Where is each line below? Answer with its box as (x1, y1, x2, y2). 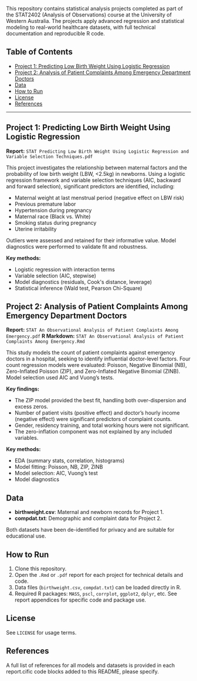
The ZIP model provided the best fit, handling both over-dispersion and (14, 397, 186, 404)
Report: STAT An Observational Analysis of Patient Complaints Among (6, 326, 179, 333)
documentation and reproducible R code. (6, 30, 106, 37)
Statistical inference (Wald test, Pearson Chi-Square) (14, 285, 142, 292)
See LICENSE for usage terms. (6, 629, 77, 636)
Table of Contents (6, 47, 73, 57)
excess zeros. (14, 403, 49, 410)
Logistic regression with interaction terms (14, 266, 116, 273)
